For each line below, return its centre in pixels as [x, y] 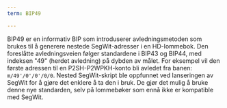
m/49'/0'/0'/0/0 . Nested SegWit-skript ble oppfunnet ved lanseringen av [110, 75]
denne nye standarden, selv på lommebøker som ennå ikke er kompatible [110, 90]
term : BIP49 [24, 13]
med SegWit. [25, 97]
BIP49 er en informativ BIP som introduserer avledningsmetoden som [105, 39]
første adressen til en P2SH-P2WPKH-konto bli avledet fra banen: [100, 68]
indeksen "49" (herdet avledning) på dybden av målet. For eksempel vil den [113, 60]
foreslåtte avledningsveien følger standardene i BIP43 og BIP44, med [104, 53]
